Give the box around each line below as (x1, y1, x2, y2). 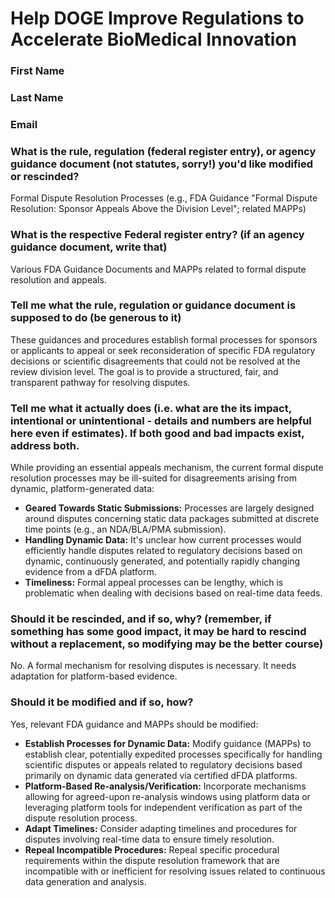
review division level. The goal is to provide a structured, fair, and (10, 365, 279, 377)
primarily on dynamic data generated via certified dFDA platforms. (24, 769, 298, 781)
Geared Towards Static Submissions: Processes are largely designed (24, 502, 315, 514)
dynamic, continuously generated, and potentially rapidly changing (24, 555, 301, 567)
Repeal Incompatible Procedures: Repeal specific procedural (24, 843, 280, 856)
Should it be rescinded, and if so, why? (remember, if (10, 612, 272, 626)
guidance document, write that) (10, 240, 168, 254)
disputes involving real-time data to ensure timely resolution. (24, 833, 275, 845)
